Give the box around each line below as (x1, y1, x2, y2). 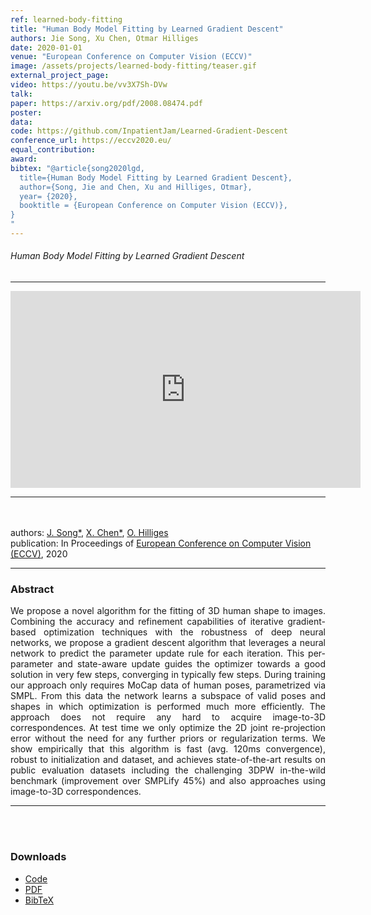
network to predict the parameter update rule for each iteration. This (10, 647, 305, 660)
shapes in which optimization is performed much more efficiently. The (10, 701, 326, 713)
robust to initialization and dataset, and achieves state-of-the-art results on (10, 754, 326, 766)
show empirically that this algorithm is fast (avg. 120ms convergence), (10, 743, 326, 755)
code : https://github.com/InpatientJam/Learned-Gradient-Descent (10, 126, 288, 136)
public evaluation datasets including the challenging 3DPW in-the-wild (10, 764, 326, 776)
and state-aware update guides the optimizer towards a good (57, 658, 326, 670)
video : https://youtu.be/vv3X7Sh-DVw (10, 80, 168, 90)
